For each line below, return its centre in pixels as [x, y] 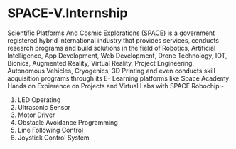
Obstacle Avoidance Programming [68, 122]
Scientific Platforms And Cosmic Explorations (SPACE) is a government [111, 33]
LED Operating [39, 99]
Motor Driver [36, 115]
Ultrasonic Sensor [44, 107]
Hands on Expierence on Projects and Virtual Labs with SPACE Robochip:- [116, 86]
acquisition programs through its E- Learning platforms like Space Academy [118, 78]
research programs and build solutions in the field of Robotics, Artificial [112, 48]
